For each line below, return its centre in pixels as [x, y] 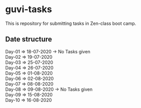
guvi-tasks [29, 9]
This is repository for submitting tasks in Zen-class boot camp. [71, 23]
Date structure [29, 39]
